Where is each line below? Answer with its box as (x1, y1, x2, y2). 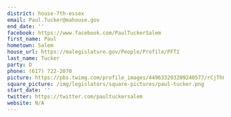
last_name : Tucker (7, 55, 60, 62)
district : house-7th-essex (7, 10, 85, 17)
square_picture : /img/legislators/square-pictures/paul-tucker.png (7, 81, 205, 87)
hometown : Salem (7, 42, 54, 49)
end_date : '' (7, 23, 45, 30)
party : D (7, 61, 32, 68)
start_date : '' (7, 87, 51, 94)
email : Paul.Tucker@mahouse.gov (7, 17, 100, 23)
